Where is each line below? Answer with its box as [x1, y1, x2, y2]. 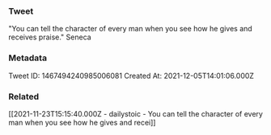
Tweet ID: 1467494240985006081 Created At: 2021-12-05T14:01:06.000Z [8, 71, 255, 80]
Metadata [8, 52, 47, 63]
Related [8, 91, 40, 102]
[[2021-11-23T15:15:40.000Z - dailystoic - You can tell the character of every [8, 108, 263, 118]
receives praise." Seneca [8, 32, 91, 42]
